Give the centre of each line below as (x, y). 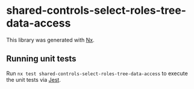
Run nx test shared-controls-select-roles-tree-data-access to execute (97, 73)
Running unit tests (41, 59)
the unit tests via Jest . (34, 79)
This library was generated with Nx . (50, 40)
